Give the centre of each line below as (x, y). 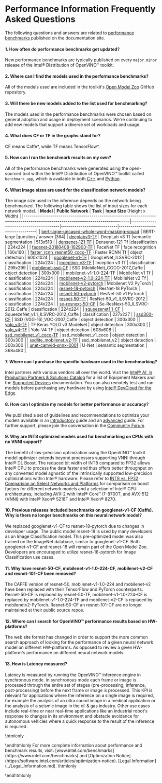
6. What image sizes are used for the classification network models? (75, 190)
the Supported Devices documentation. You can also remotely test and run (79, 383)
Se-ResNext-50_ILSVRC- (124, 304)
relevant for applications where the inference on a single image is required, (80, 695)
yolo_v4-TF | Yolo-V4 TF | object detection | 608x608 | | (61, 330)
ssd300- (145, 314)
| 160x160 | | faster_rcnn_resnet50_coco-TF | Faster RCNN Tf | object (74, 252)
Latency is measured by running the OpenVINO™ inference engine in (73, 675)
